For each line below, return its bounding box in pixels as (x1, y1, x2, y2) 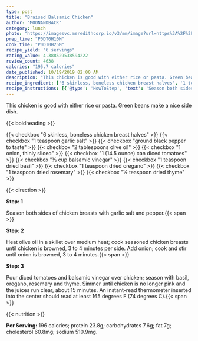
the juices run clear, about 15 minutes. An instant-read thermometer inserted (6, 286, 192, 293)
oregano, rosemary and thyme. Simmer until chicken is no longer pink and (6, 280, 186, 287)
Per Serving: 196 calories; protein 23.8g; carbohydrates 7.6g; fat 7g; (6, 321, 172, 329)
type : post (6, 8, 33, 15)
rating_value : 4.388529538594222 (6, 53, 88, 59)
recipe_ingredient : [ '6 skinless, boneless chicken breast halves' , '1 (6, 80, 186, 86)
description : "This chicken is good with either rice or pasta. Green (6, 74, 183, 80)
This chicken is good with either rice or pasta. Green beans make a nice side (6, 102, 192, 109)
